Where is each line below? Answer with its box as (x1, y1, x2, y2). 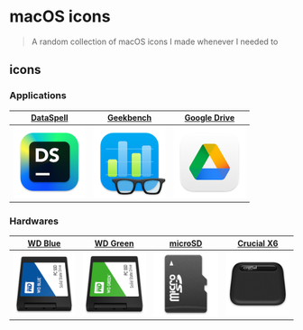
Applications (9, 89, 67, 102)
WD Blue (27, 237, 61, 249)
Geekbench (106, 113, 152, 124)
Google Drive (184, 113, 235, 124)
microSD (169, 237, 203, 249)
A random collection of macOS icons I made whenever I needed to (31, 36, 279, 47)
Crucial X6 (237, 237, 279, 249)
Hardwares (9, 215, 59, 227)
